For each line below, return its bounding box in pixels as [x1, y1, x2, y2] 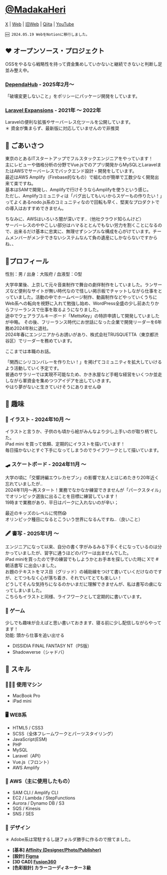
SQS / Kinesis [12, 805, 41, 811]
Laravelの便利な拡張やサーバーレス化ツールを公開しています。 [5, 119, 133, 125]
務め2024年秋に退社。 [5, 325, 51, 331]
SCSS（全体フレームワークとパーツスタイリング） [12, 730, 116, 736]
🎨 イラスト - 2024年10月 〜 [5, 416, 71, 423]
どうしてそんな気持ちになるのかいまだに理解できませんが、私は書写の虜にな [5, 581, 162, 587]
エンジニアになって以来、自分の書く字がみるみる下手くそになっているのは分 [5, 544, 162, 550]
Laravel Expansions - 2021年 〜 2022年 [5, 107, 101, 114]
